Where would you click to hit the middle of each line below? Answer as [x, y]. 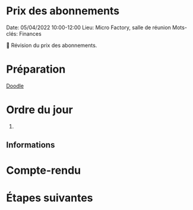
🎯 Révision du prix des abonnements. [52, 45]
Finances [30, 33]
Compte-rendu [44, 170]
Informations [31, 145]
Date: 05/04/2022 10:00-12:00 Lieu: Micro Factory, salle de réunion [88, 27]
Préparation [36, 69]
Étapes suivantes [50, 198]
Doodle [15, 86]
